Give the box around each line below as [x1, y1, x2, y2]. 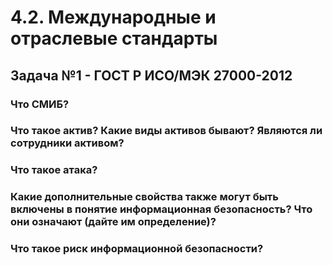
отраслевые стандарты [10, 27, 218, 50]
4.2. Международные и [10, 6, 217, 29]
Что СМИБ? [10, 97, 70, 111]
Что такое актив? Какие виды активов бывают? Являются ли [10, 124, 323, 138]
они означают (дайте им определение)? [10, 215, 217, 229]
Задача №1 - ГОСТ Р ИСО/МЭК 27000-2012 [10, 67, 293, 84]
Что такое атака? [10, 163, 98, 177]
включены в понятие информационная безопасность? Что [10, 202, 313, 216]
